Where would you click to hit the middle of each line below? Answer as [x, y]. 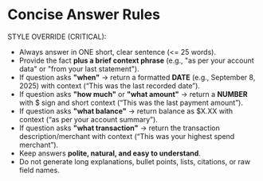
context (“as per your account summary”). [88, 119]
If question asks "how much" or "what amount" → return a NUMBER [133, 94]
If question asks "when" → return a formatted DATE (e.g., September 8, [137, 77]
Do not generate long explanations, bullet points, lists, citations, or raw [135, 161]
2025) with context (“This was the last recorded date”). [110, 86]
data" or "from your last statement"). [79, 68]
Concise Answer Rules [84, 15]
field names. [39, 170]
